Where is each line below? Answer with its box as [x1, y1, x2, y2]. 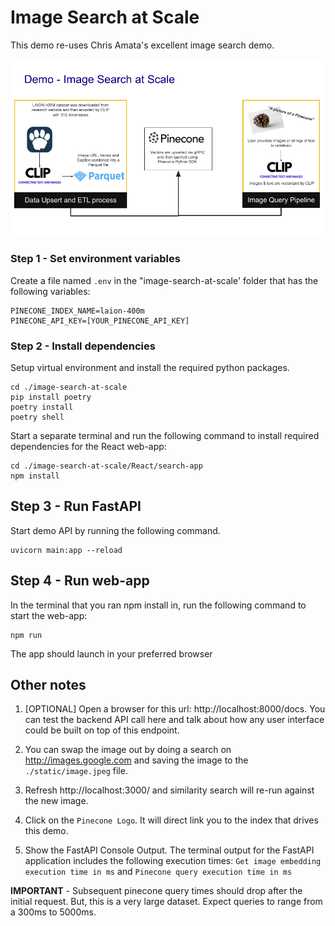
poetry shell [10, 412, 65, 423]
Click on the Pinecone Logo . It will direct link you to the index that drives [24, 814, 319, 826]
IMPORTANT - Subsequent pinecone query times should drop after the [10, 885, 303, 897]
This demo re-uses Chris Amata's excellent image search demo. [10, 39, 275, 51]
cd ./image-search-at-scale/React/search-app [10, 461, 203, 471]
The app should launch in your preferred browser [10, 647, 213, 660]
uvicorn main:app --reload [10, 545, 123, 555]
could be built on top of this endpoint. [24, 724, 180, 736]
